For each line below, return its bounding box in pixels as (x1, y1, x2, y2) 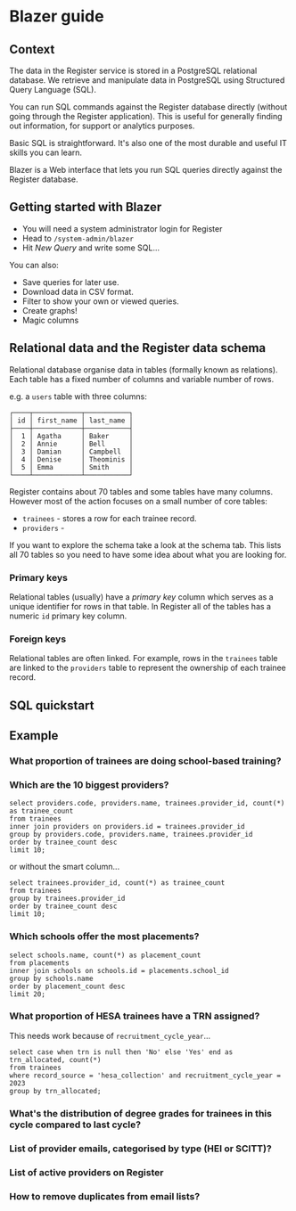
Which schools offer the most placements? (9, 930, 200, 943)
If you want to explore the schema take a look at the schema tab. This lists (9, 539, 282, 550)
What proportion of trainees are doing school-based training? (9, 755, 282, 767)
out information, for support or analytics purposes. (9, 120, 195, 131)
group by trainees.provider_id (9, 894, 126, 904)
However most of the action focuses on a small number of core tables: (9, 495, 267, 506)
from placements (9, 958, 70, 968)
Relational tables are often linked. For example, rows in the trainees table (9, 653, 278, 664)
